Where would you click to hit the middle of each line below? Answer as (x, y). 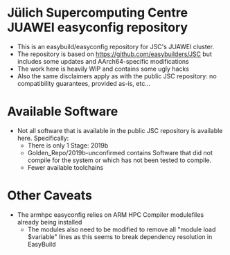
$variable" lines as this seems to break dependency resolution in (120, 236)
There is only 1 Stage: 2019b (68, 145)
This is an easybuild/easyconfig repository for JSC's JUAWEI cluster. (116, 46)
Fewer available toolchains (65, 167)
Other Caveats (50, 196)
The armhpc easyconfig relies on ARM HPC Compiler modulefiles (110, 214)
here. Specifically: (43, 138)
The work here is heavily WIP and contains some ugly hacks (103, 69)
